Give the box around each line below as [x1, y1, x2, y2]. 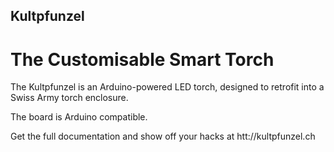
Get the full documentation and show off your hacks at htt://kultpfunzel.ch [10, 130, 316, 143]
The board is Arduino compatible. [10, 111, 148, 123]
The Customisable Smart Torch [10, 48, 275, 71]
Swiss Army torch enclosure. [10, 92, 129, 104]
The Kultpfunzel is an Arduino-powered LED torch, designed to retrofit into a [10, 81, 325, 93]
